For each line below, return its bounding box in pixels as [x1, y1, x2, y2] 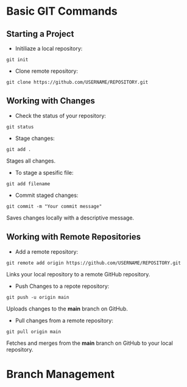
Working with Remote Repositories [6, 232, 141, 242]
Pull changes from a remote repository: [15, 317, 114, 324]
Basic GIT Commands [6, 4, 118, 18]
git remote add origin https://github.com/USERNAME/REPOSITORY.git [6, 260, 182, 266]
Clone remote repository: [15, 67, 78, 75]
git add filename [6, 180, 51, 187]
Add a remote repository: [15, 248, 78, 255]
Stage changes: [15, 135, 55, 142]
